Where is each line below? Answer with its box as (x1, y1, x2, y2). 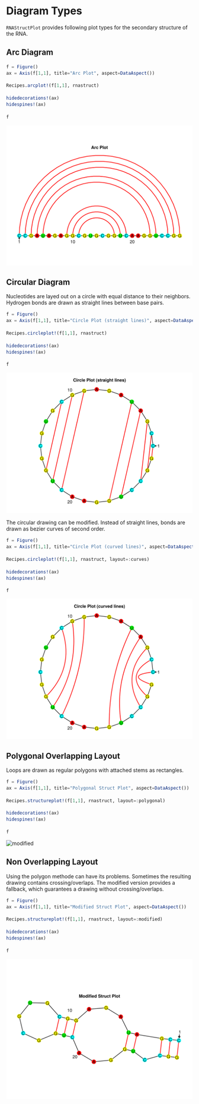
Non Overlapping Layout (6, 857, 98, 867)
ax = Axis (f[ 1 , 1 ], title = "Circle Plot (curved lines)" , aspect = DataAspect (6, 544, 195, 550)
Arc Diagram (6, 48, 53, 58)
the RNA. (6, 30, 28, 37)
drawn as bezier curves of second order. (6, 525, 105, 532)
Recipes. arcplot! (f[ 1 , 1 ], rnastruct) (6, 83, 99, 89)
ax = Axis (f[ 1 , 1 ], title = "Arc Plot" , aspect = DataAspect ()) (6, 70, 155, 76)
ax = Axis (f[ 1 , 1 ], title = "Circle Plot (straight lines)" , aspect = (6, 318, 174, 324)
